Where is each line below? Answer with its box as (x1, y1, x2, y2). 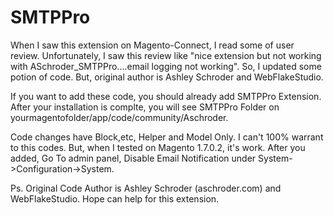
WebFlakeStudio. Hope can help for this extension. (10, 192, 220, 205)
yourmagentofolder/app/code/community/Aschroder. (10, 111, 229, 123)
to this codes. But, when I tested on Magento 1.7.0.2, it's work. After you (10, 141, 306, 153)
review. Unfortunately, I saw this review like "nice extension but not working (10, 49, 322, 61)
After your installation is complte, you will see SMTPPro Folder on (10, 101, 280, 113)
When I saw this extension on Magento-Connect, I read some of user (10, 39, 295, 51)
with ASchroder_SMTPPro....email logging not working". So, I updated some (10, 60, 322, 72)
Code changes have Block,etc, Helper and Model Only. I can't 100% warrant (10, 131, 324, 143)
